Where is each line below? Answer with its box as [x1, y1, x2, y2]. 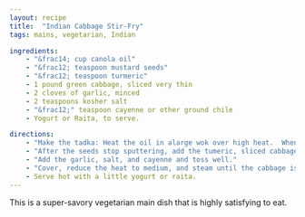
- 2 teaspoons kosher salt [25, 97, 128, 106]
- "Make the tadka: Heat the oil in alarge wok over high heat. [25, 138, 274, 147]
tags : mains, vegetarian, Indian [9, 30, 136, 39]
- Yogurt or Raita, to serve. [25, 114, 141, 123]
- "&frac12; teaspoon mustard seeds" [25, 63, 169, 72]
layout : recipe [9, 13, 67, 23]
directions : [9, 130, 54, 139]
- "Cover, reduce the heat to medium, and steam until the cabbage [25, 164, 286, 173]
